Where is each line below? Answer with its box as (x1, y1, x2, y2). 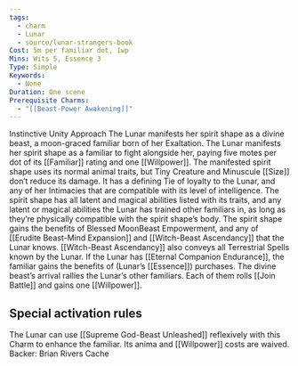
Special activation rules (9, 305, 142, 321)
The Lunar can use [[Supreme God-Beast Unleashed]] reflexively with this (9, 329, 281, 340)
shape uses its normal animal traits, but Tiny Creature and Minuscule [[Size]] (9, 167, 290, 177)
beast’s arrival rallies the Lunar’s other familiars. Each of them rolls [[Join (9, 271, 276, 281)
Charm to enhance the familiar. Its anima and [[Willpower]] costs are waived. (9, 339, 290, 350)
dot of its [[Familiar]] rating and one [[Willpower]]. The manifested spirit (9, 157, 271, 167)
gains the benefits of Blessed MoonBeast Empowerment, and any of (9, 224, 259, 234)
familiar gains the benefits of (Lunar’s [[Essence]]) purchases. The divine (9, 261, 277, 272)
